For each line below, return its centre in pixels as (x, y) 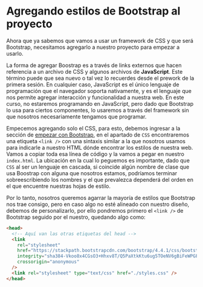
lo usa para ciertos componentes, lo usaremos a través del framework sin (98, 110)
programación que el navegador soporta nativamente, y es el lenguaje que (99, 91)
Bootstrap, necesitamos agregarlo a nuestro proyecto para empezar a (93, 47)
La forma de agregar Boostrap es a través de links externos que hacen (94, 65)
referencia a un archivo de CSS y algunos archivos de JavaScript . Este (95, 71)
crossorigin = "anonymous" (48, 262)
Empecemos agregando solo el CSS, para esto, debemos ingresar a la (93, 128)
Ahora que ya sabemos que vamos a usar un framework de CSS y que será (100, 40)
